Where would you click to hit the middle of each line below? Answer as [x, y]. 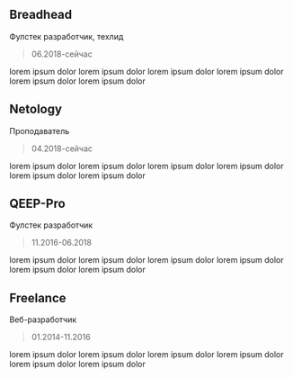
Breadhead [41, 15]
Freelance [38, 297]
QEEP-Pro [37, 204]
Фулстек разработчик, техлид [67, 36]
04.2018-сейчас [62, 148]
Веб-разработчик [43, 319]
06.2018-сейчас [62, 54]
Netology [36, 109]
